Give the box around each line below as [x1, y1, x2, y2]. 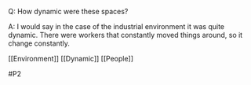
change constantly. [8, 39, 71, 48]
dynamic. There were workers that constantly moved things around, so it [8, 31, 243, 39]
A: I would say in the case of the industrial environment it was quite [8, 22, 225, 31]
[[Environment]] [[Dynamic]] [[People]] [8, 54, 134, 63]
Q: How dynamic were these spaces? [8, 7, 129, 16]
